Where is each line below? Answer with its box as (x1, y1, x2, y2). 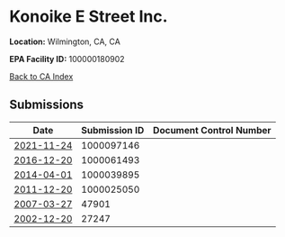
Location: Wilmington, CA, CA (9, 36, 121, 47)
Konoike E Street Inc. (9, 6, 168, 27)
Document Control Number (152, 123, 272, 136)
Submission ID (80, 123, 145, 136)
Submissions (9, 97, 84, 113)
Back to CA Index (9, 70, 74, 82)
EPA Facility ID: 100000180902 (9, 53, 125, 64)
